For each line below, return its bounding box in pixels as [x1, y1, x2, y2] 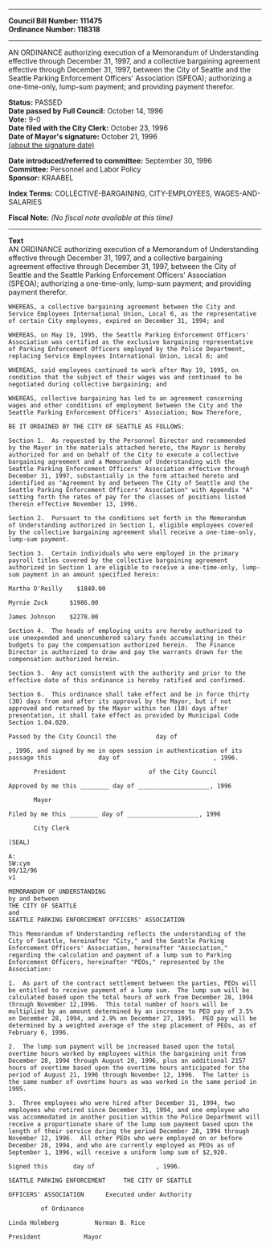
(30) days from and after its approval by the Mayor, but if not [8, 697, 231, 705]
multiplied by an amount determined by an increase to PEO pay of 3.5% [8, 1007, 253, 1015]
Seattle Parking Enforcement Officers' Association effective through [8, 465, 250, 473]
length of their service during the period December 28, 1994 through [8, 1127, 250, 1135]
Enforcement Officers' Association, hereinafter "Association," [8, 944, 228, 952]
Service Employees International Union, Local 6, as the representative [8, 310, 257, 318]
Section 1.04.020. [8, 718, 70, 726]
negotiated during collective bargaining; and [8, 380, 167, 388]
